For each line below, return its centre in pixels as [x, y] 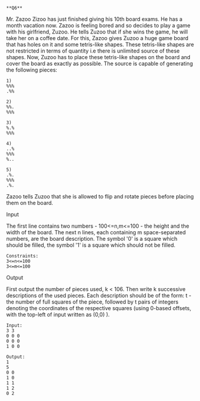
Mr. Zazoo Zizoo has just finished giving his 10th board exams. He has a [94, 19]
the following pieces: [32, 70]
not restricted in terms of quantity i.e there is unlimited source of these [93, 51]
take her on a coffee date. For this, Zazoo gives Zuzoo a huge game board [97, 38]
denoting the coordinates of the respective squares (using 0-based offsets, [99, 308]
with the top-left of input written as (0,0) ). [58, 314]
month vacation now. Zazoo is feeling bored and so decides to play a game [99, 25]
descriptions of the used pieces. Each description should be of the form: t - [99, 296]
